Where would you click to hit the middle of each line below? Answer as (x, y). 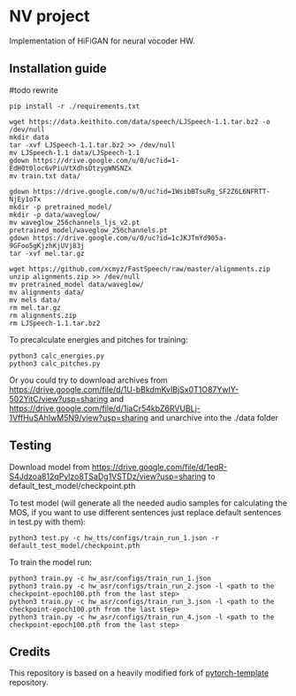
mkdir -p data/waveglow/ (55, 214)
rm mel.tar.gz (35, 307)
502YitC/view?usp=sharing (59, 398)
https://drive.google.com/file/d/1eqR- (159, 467)
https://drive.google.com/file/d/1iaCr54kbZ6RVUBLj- (105, 408)
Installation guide (58, 69)
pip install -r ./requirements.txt (75, 106)
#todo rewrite (34, 89)
